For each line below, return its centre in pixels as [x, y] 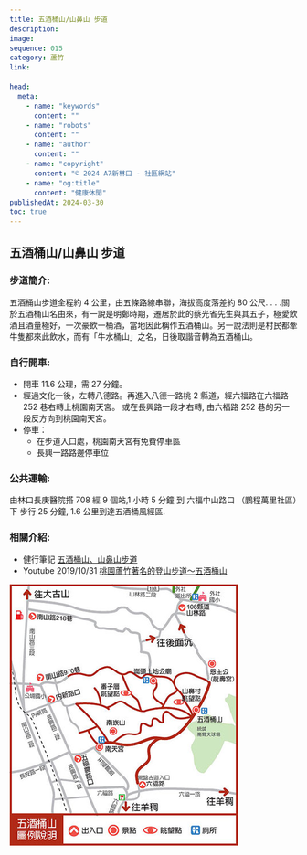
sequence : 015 [37, 48]
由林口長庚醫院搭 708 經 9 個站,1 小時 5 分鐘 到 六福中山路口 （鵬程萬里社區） [153, 500]
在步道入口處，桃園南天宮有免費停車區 [108, 441]
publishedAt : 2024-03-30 [57, 202]
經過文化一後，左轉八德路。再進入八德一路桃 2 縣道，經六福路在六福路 [156, 396]
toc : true [28, 212]
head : [20, 87]
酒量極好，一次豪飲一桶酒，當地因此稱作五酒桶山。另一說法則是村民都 [157, 325]
